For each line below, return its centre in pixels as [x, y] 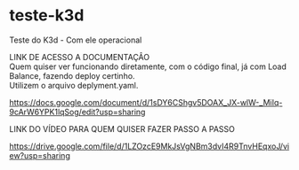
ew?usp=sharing [40, 155]
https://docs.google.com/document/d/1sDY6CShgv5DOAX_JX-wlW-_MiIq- [146, 102]
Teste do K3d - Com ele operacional [76, 40]
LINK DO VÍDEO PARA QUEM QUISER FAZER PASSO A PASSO [122, 128]
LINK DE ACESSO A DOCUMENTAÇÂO [79, 57]
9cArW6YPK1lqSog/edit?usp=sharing [77, 112]
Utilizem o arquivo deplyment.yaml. [74, 85]
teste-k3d [47, 15]
